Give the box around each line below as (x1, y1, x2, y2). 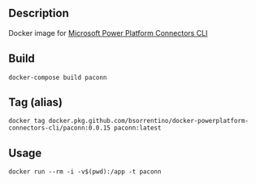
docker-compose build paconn (8, 73, 107, 81)
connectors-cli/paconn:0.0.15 (8, 124, 111, 133)
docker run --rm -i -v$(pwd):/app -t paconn (8, 168, 162, 176)
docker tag (8, 117, 46, 125)
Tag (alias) (8, 95, 63, 109)
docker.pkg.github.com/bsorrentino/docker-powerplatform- (48, 117, 249, 125)
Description (8, 7, 69, 20)
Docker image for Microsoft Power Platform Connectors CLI (8, 28, 208, 37)
